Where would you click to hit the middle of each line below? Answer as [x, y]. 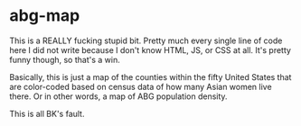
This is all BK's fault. [47, 113]
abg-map [45, 16]
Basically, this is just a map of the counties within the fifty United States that [150, 76]
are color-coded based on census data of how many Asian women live [141, 86]
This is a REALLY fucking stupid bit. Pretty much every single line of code [146, 40]
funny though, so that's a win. [65, 59]
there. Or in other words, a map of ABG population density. [118, 96]
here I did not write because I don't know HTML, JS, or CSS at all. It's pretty [150, 49]
